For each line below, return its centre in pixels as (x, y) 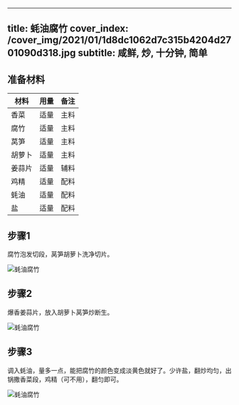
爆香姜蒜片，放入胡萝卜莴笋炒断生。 (60, 312)
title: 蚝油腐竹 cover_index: (68, 29)
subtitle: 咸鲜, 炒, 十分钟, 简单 (143, 53)
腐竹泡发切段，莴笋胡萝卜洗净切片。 (60, 254)
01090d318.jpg (42, 53)
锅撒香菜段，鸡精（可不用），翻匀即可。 (65, 379)
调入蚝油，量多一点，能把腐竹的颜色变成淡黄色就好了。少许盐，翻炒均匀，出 (119, 370)
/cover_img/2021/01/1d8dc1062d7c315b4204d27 (119, 40)
